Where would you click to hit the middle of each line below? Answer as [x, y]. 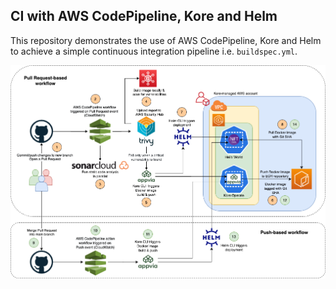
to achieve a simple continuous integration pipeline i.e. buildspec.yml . [154, 51]
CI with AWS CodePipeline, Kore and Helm [144, 16]
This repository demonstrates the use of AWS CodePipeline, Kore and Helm [166, 40]
